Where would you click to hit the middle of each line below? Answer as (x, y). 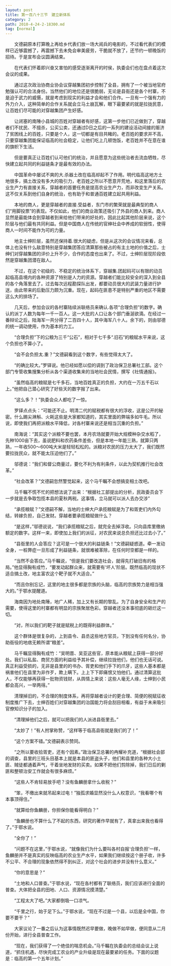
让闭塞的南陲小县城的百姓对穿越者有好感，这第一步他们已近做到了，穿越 (90, 121)
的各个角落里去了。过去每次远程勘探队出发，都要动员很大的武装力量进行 (81, 284)
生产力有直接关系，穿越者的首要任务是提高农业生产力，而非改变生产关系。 (88, 188)
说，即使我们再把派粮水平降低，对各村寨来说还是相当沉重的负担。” (74, 423)
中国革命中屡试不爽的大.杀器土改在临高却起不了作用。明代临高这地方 (86, 175)
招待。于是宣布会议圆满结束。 (36, 57)
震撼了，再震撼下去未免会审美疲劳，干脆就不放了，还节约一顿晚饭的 (94, 50)
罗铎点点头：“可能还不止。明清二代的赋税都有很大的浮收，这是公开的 (87, 410)
